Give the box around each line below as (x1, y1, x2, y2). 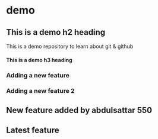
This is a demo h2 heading (6, 27, 106, 37)
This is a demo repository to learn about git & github (6, 43, 134, 50)
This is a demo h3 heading (6, 56, 72, 63)
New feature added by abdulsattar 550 (6, 105, 153, 115)
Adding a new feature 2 (6, 87, 75, 95)
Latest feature (6, 125, 59, 135)
